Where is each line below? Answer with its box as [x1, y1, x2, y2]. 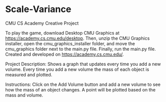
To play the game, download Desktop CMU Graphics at [5, 30, 120, 36]
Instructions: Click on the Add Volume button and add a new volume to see [5, 81, 160, 87]
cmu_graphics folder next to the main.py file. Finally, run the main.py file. [5, 46, 156, 52]
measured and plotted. [5, 71, 52, 77]
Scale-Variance [5, 4, 72, 15]
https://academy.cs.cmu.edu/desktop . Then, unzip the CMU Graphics [5, 35, 150, 41]
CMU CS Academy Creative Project [5, 20, 79, 26]
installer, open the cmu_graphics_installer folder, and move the [5, 40, 135, 46]
